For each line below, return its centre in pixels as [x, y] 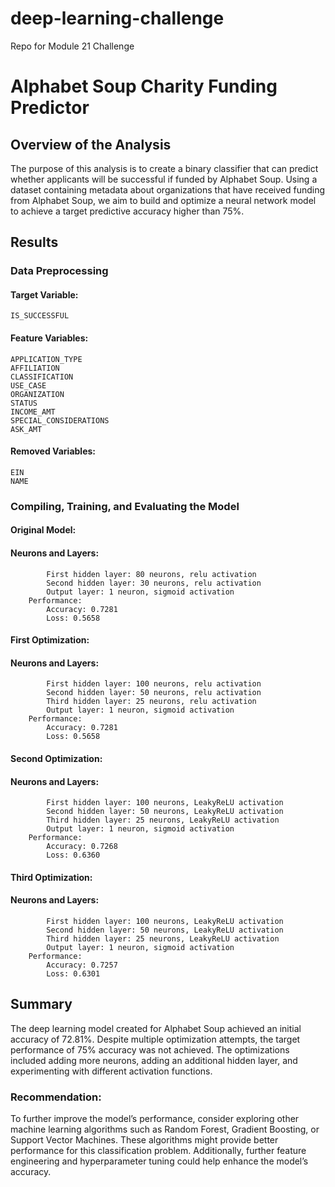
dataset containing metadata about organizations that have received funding [168, 189]
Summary [41, 1004]
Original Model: [43, 530]
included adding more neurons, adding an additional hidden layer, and [154, 1060]
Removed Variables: [53, 451]
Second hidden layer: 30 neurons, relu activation [154, 583]
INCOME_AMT [33, 412]
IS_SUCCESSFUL [40, 316]
